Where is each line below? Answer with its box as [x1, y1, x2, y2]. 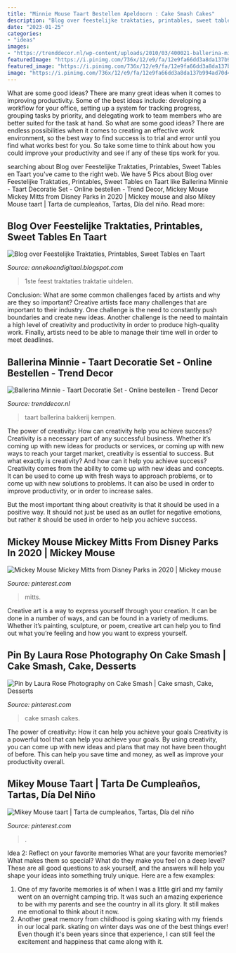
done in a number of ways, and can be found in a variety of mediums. [7, 614, 209, 622]
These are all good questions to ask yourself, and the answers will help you [7, 863, 225, 872]
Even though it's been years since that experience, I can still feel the [17, 930, 216, 938]
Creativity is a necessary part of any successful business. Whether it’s [7, 434, 211, 443]
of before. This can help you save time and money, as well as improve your [7, 750, 224, 758]
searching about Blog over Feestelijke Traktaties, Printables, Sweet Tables [7, 162, 221, 171]
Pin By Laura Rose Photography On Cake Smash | [7, 649, 227, 661]
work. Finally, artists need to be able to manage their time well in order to [7, 328, 218, 337]
